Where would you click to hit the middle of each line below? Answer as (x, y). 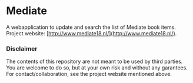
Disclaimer (22, 48)
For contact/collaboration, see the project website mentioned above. (89, 74)
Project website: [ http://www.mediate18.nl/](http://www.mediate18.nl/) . (91, 33)
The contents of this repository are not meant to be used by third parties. (94, 62)
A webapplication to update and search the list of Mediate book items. (91, 27)
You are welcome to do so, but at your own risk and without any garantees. (97, 68)
